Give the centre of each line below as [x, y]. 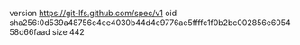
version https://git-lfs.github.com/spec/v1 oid [93, 13]
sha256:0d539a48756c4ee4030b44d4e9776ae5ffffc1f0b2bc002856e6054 [150, 22]
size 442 [69, 32]
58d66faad [30, 32]
